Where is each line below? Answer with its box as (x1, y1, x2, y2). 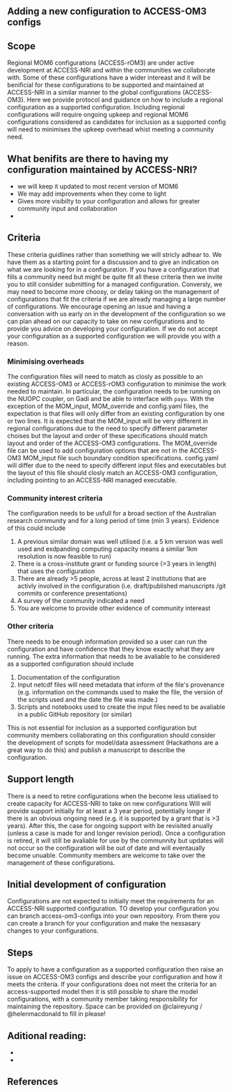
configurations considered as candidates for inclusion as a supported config (7, 118, 226, 126)
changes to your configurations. (7, 926, 99, 935)
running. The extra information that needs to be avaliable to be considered (7, 652, 220, 660)
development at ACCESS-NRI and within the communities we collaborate (7, 66, 216, 75)
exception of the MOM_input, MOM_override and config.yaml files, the (7, 402, 209, 410)
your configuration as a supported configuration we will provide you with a (7, 331, 221, 340)
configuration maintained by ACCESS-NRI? (7, 164, 198, 175)
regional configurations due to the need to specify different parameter (7, 424, 208, 432)
